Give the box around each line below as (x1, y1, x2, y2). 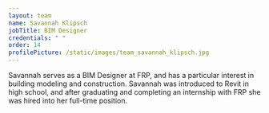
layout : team (8, 11, 52, 20)
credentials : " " (8, 33, 66, 42)
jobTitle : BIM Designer (8, 26, 88, 34)
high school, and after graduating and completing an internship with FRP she (8, 88, 261, 96)
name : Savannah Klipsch (8, 19, 88, 27)
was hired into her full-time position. (8, 96, 128, 105)
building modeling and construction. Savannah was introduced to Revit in (8, 79, 250, 88)
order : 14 (8, 41, 42, 49)
